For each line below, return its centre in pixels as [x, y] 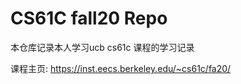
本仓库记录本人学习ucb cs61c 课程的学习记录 [102, 47]
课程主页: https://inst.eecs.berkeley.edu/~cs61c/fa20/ [121, 68]
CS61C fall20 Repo [89, 18]
